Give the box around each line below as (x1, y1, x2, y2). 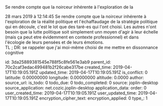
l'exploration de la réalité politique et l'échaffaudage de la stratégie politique (5, 19, 158, 24)
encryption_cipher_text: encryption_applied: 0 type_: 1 (39, 95, 148, 101)
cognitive (5, 50, 24, 55)
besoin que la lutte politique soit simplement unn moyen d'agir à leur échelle (5, 29, 159, 35)
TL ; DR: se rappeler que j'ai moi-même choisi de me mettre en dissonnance (5, 45, 158, 50)
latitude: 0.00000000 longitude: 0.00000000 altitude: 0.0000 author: (5, 75, 144, 80)
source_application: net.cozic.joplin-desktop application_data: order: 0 (5, 85, 147, 90)
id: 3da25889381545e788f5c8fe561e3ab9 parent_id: (5, 59, 111, 65)
